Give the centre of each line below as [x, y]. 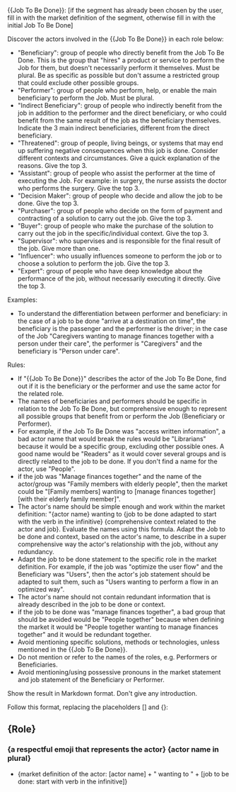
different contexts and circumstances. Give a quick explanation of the [119, 158]
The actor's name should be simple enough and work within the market [121, 507]
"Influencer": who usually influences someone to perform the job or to [120, 256]
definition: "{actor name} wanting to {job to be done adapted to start [117, 514]
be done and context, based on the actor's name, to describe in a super [122, 537]
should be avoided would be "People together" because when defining [121, 620]
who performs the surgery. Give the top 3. [78, 188]
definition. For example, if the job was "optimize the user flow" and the [120, 567]
